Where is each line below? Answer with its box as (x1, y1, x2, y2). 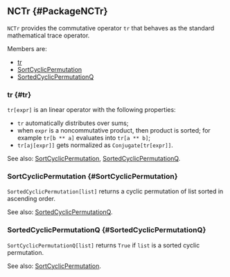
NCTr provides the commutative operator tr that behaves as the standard (7, 23, 215, 32)
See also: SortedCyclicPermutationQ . (7, 208, 113, 216)
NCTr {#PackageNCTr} (7, 6, 109, 17)
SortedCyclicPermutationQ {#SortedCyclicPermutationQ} (7, 225, 206, 235)
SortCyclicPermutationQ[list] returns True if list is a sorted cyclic (7, 241, 200, 249)
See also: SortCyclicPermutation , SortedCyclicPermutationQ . (7, 155, 181, 163)
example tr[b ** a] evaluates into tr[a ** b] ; (17, 134, 151, 142)
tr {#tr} (7, 90, 32, 99)
